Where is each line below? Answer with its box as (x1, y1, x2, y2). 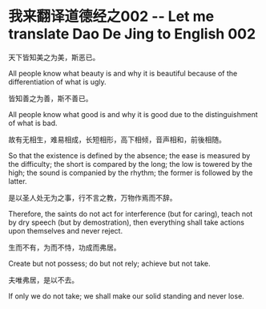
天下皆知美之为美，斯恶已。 (8, 52, 100, 62)
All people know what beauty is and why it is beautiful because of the (8, 68, 238, 78)
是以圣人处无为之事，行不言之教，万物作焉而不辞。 (8, 193, 177, 202)
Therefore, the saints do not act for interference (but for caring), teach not (8, 209, 253, 218)
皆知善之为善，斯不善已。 (8, 93, 93, 103)
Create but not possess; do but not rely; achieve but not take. (8, 258, 211, 268)
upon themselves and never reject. (8, 226, 123, 235)
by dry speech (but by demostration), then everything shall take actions (8, 218, 244, 227)
